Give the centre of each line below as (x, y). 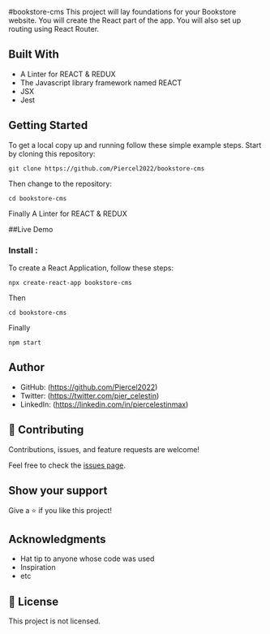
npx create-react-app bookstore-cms (70, 282)
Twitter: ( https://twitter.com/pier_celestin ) (90, 395)
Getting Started (48, 125)
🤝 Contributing (46, 430)
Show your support (58, 490)
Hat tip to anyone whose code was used (87, 559)
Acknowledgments (58, 539)
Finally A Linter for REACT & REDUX (68, 213)
